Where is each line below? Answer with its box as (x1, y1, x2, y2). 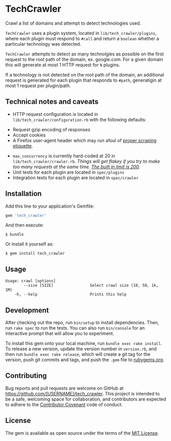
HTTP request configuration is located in (12, 111, 99, 117)
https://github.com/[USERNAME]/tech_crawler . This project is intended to (5, 390, 160, 396)
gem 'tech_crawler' (5, 213, 47, 218)
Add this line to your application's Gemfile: (5, 203, 94, 209)
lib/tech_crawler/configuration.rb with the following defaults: (12, 116, 146, 123)
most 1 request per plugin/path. (5, 83, 71, 89)
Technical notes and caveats (5, 97, 99, 106)
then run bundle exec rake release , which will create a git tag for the (5, 351, 151, 357)
